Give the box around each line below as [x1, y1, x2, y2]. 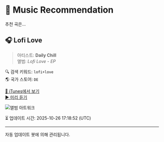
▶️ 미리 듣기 [5, 94, 28, 100]
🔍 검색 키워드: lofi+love [5, 68, 54, 75]
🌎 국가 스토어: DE [5, 76, 39, 82]
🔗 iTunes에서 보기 [5, 88, 40, 94]
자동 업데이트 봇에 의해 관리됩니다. [5, 131, 70, 137]
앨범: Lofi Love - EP [17, 58, 56, 64]
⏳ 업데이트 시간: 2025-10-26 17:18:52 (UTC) [5, 115, 91, 121]
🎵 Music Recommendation [5, 4, 114, 16]
